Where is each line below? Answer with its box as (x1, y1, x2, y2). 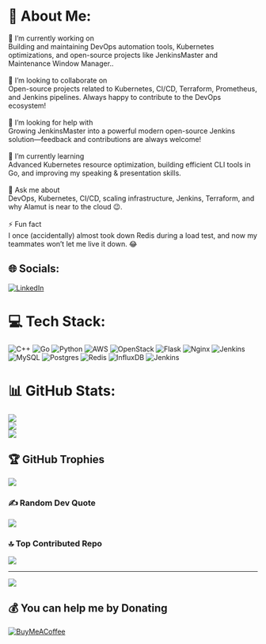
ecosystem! (8, 101, 47, 110)
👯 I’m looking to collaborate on (8, 75, 108, 85)
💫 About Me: (8, 7, 92, 25)
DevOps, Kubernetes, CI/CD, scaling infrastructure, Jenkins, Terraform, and (8, 194, 255, 203)
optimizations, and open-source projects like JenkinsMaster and (8, 50, 218, 59)
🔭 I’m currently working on (8, 33, 95, 43)
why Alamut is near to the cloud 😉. (8, 201, 123, 211)
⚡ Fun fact (8, 219, 42, 228)
